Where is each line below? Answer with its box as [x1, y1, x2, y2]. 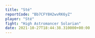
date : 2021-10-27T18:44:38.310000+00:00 [5, 26, 91, 31]
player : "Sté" [5, 16, 35, 21]
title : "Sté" [5, 7, 32, 12]
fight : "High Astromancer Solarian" [5, 21, 81, 26]
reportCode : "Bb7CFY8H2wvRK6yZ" [5, 12, 72, 17]
